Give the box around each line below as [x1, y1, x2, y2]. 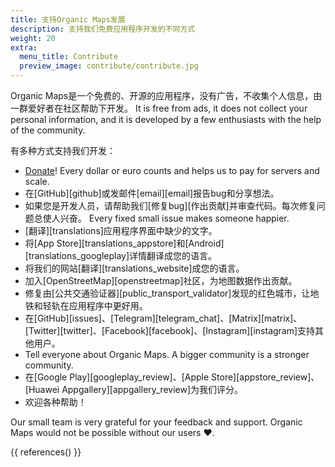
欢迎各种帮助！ [24, 396, 87, 408]
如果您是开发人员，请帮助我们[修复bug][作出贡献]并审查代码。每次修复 [24, 200, 317, 211]
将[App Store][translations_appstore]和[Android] [24, 237, 225, 249]
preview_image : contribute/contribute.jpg [19, 61, 199, 71]
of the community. [10, 124, 86, 136]
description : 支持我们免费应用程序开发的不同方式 [10, 24, 196, 34]
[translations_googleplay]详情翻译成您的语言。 [24, 250, 218, 261]
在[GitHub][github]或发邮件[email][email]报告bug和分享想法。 [24, 187, 280, 199]
